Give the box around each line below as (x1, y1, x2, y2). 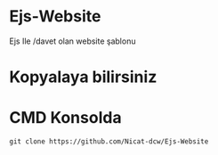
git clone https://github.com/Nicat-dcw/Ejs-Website (9, 137, 209, 146)
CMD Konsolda (9, 108, 122, 128)
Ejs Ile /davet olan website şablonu (9, 36, 136, 46)
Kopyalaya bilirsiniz (9, 67, 157, 87)
